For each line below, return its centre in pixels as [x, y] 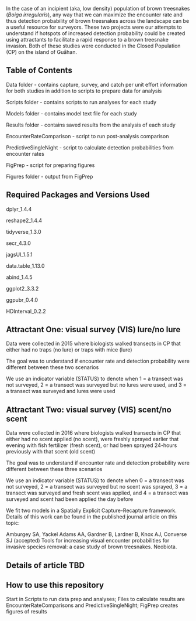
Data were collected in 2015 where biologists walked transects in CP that [93, 344]
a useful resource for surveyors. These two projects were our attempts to [94, 27]
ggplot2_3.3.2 [22, 288]
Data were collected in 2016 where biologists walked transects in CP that [94, 433]
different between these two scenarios [52, 367]
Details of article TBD [45, 565]
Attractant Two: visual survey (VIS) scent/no [89, 410]
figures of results [27, 612]
